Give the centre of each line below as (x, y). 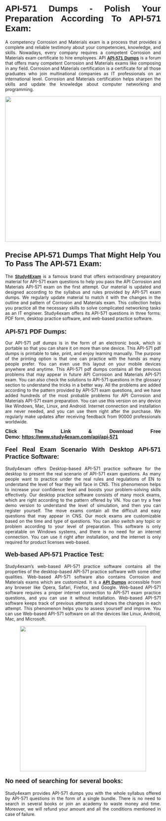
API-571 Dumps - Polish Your (83, 9)
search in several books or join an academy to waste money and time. (83, 804)
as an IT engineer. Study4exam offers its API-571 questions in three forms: (83, 313)
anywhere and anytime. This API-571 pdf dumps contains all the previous (83, 369)
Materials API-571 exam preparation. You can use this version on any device (83, 401)
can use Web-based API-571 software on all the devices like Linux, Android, (83, 614)
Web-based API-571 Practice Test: (55, 554)
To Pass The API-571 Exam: (54, 264)
